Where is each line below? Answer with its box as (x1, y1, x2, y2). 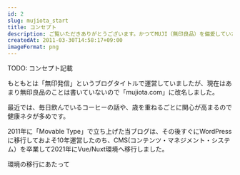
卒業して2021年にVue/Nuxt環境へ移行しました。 (26, 145, 169, 153)
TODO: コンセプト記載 (7, 64, 74, 72)
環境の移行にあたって (7, 160, 70, 168)
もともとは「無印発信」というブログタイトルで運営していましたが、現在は (7, 79, 226, 87)
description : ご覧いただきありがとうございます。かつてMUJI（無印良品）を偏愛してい (7, 30, 231, 38)
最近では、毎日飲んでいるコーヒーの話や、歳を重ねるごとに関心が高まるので (7, 103, 232, 111)
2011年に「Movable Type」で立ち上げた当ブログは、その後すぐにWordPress (7, 127, 232, 135)
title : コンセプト (7, 23, 57, 31)
